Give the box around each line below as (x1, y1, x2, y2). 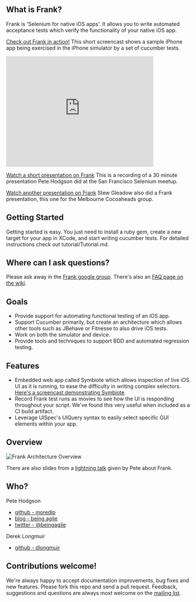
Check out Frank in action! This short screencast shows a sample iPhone (6, 38, 182, 45)
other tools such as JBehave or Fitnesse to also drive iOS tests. (14, 325, 168, 332)
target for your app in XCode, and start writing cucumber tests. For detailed (6, 234, 189, 241)
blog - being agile (14, 515, 58, 522)
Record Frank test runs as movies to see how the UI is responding (14, 395, 175, 403)
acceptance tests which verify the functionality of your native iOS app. (6, 27, 177, 34)
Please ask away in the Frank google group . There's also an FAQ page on (6, 274, 184, 281)
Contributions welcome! (6, 561, 97, 571)
